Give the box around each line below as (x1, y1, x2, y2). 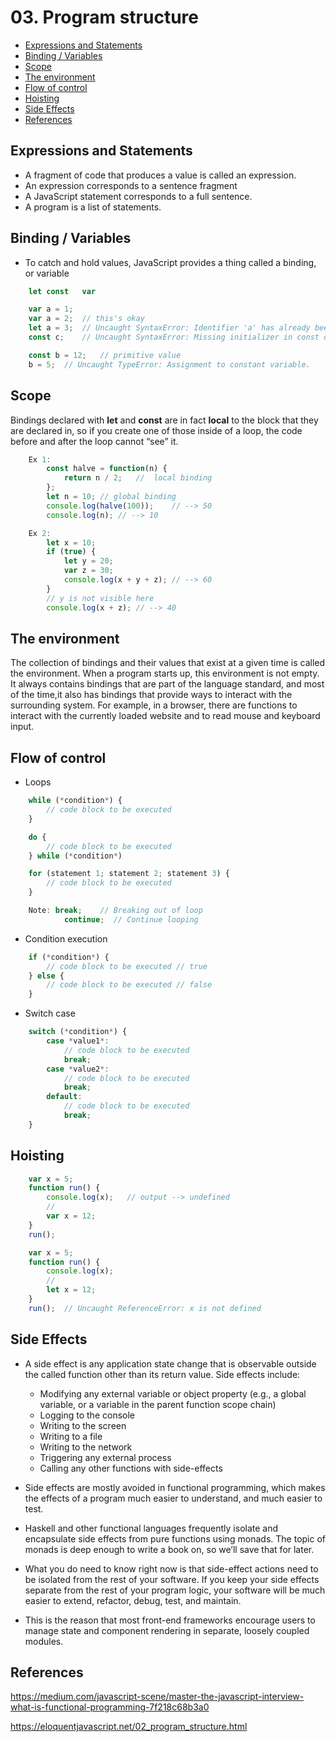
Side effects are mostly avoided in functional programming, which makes (24, 1481, 326, 1493)
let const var (28, 286, 97, 296)
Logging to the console (39, 1409, 135, 1421)
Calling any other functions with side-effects (39, 1462, 223, 1474)
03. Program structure (10, 6, 199, 29)
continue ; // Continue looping (63, 914, 199, 925)
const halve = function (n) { (46, 464, 168, 474)
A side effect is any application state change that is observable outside (24, 1357, 317, 1370)
